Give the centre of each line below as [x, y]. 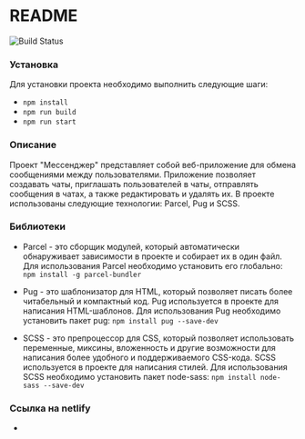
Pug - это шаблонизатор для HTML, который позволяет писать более [158, 291]
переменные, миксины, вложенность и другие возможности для [149, 347]
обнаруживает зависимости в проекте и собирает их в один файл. [152, 256]
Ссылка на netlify [50, 408]
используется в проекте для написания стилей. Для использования [155, 367]
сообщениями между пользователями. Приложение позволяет [133, 175]
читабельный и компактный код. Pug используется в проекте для [151, 301]
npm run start [49, 122]
